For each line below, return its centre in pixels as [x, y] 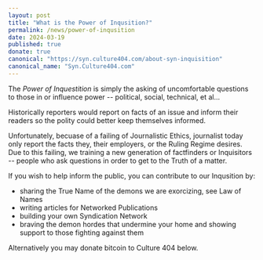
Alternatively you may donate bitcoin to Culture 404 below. [103, 247]
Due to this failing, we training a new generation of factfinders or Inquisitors [130, 152]
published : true [35, 45]
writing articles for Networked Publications [89, 208]
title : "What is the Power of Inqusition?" [80, 23]
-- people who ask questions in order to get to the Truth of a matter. [118, 161]
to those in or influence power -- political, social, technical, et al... [114, 97]
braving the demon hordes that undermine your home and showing [128, 224]
